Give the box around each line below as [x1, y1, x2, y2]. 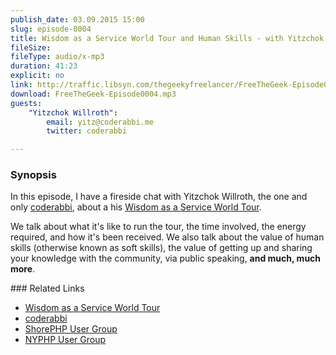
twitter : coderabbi [46, 126, 128, 136]
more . [10, 263, 36, 275]
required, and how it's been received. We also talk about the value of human [10, 231, 325, 243]
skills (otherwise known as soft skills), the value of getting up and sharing [10, 242, 313, 254]
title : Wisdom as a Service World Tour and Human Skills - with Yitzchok [10, 33, 325, 43]
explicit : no [10, 71, 65, 81]
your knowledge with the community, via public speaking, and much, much [10, 252, 322, 265]
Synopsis [10, 168, 57, 182]
